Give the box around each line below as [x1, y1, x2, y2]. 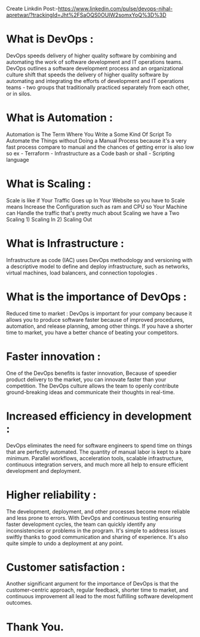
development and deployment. [6, 467, 82, 474]
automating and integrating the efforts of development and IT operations [6, 77, 184, 84]
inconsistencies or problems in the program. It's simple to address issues [6, 527, 186, 534]
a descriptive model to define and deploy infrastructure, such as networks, [6, 263, 190, 270]
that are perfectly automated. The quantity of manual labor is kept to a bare [6, 448, 192, 456]
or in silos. [6, 90, 32, 97]
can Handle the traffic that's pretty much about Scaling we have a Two [6, 209, 180, 217]
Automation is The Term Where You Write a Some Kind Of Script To [6, 131, 172, 138]
